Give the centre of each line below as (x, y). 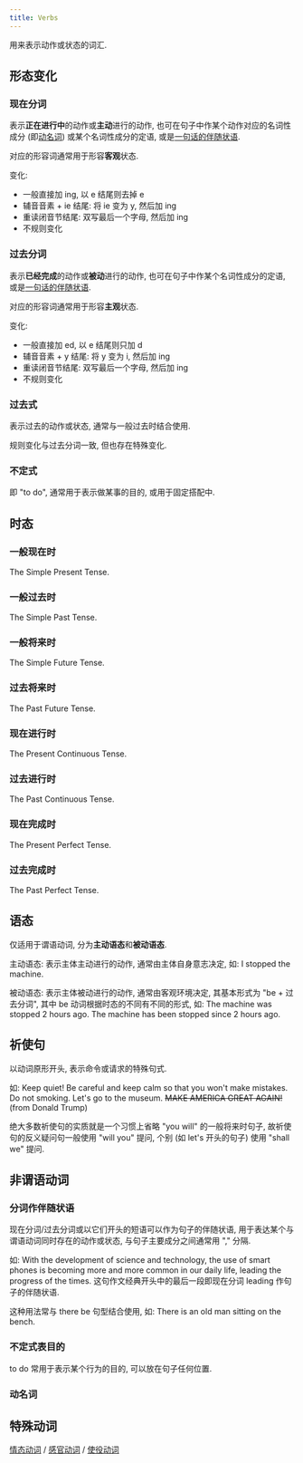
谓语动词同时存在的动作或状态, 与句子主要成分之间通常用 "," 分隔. (130, 1241)
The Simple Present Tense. (60, 572)
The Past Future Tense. (53, 708)
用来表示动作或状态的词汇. (58, 44)
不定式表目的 (38, 1347)
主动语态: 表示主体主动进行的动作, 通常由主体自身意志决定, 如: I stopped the (150, 963)
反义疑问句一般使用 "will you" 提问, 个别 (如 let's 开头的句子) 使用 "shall (157, 1137)
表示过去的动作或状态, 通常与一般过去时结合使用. (100, 426)
